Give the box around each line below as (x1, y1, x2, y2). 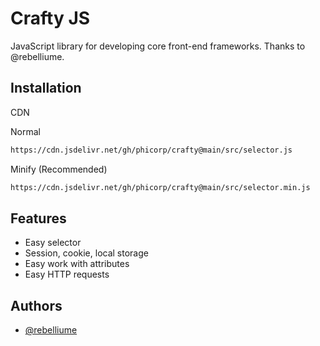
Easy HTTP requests (24, 268, 110, 281)
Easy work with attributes (24, 258, 130, 270)
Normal (10, 125, 41, 137)
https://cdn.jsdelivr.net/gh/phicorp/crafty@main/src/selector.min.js (10, 182, 311, 192)
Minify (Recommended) (10, 163, 108, 175)
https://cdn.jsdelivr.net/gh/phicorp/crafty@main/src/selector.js (10, 145, 293, 155)
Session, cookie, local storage (24, 247, 149, 259)
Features (10, 210, 67, 227)
